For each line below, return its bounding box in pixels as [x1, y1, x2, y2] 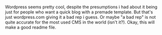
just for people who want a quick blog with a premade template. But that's [5, 9, 153, 15]
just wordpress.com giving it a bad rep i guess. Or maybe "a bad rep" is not [5, 14, 156, 20]
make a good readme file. [5, 24, 56, 30]
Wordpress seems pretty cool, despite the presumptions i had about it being [5, 4, 158, 10]
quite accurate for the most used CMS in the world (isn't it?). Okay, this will [5, 19, 155, 25]
